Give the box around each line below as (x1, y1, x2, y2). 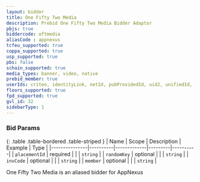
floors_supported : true (6, 87, 66, 93)
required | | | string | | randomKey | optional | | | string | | (49, 150, 189, 157)
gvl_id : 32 (6, 98, 34, 104)
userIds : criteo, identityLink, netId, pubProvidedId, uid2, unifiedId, (6, 82, 193, 88)
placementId (14, 151, 45, 157)
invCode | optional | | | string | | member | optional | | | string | (6, 157, 157, 164)
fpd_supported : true (6, 93, 58, 99)
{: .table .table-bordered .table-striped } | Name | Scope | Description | (6, 137, 181, 145)
